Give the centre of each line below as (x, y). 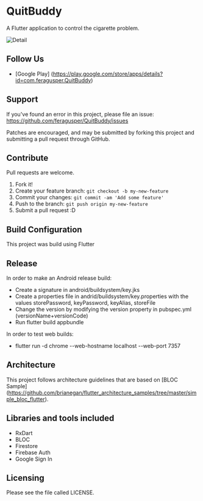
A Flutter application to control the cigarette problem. (73, 28)
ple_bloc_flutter (26, 399)
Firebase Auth (33, 452)
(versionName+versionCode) (52, 316)
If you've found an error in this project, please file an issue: (80, 114)
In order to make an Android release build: (59, 278)
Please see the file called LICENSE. (50, 492)
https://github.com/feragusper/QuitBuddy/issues (67, 121)
